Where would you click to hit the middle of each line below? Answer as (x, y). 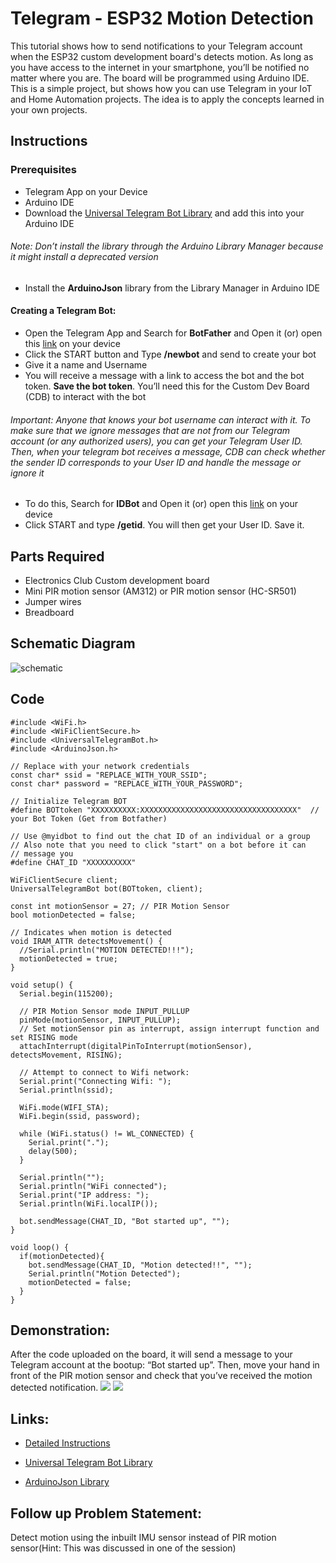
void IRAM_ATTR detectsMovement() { (86, 941)
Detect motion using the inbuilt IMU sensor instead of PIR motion (143, 1538)
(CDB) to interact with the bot (85, 397)
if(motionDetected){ (62, 1256)
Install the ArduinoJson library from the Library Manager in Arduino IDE (172, 288)
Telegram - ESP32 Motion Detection (162, 18)
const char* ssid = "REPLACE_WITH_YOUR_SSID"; (109, 775)
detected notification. (54, 1388)
